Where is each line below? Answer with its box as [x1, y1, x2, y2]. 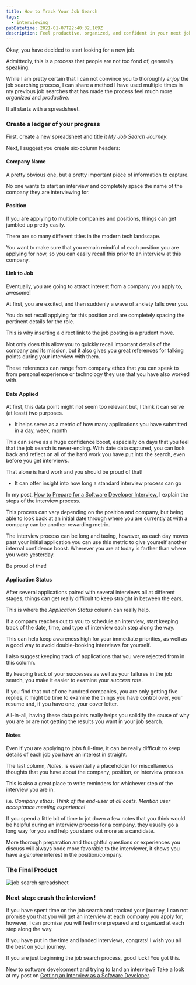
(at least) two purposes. [6, 409, 64, 416]
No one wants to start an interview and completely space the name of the [6, 182, 183, 189]
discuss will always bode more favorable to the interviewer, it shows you [6, 844, 180, 852]
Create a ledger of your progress [6, 120, 100, 128]
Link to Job [6, 270, 34, 277]
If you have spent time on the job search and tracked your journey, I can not [6, 907, 188, 914]
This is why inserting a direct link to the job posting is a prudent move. [6, 329, 175, 337]
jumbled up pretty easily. [6, 221, 66, 228]
